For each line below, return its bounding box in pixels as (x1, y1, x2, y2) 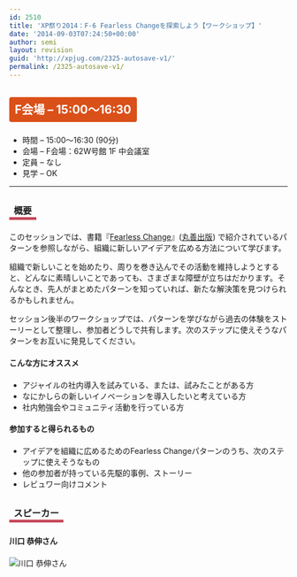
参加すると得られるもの (9, 424, 95, 435)
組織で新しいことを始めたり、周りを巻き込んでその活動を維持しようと (9, 262, 264, 273)
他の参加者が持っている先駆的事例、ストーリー (21, 467, 193, 478)
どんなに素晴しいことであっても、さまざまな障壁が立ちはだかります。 (24, 273, 278, 283)
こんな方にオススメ (9, 358, 80, 368)
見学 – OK (21, 168, 57, 179)
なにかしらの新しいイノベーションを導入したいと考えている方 (21, 390, 247, 401)
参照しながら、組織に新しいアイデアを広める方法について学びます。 (39, 242, 286, 253)
